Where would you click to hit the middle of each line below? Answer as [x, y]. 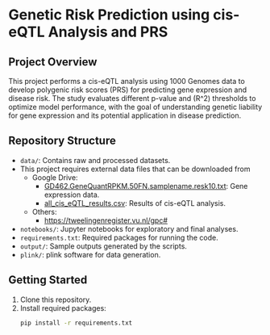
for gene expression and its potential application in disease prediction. [125, 115]
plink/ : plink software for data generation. [90, 254]
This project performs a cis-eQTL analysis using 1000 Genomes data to [127, 81]
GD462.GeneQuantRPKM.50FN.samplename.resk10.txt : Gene [146, 186]
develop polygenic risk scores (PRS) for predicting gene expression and [128, 90]
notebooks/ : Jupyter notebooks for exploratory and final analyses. [129, 228]
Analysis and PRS [108, 32]
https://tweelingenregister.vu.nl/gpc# [106, 220]
